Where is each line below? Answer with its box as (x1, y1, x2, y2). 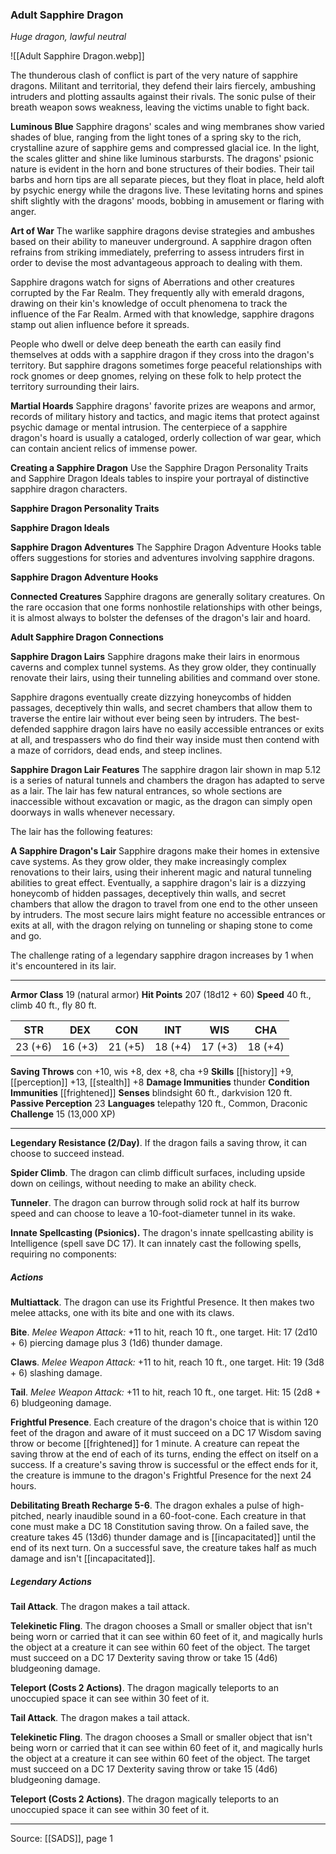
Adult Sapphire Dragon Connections (10, 631, 164, 643)
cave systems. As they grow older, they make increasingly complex (10, 856, 287, 868)
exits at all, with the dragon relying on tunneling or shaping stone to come (10, 919, 313, 932)
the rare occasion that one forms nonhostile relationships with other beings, (10, 601, 323, 613)
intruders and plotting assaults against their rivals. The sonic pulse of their (10, 91, 317, 103)
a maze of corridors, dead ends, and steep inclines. (10, 744, 223, 757)
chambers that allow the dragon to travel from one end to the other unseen (10, 898, 318, 910)
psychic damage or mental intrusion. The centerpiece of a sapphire (10, 421, 288, 433)
